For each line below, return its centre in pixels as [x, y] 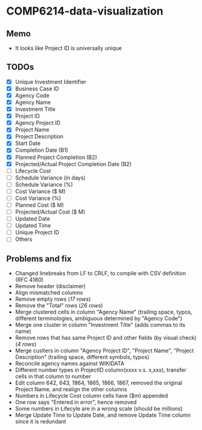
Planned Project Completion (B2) [56, 157]
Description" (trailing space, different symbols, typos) [82, 357]
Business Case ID [37, 89]
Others [24, 239]
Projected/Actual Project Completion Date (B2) [73, 164]
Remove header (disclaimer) [50, 286]
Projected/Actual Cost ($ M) [50, 212]
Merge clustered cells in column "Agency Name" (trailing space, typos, [103, 312]
